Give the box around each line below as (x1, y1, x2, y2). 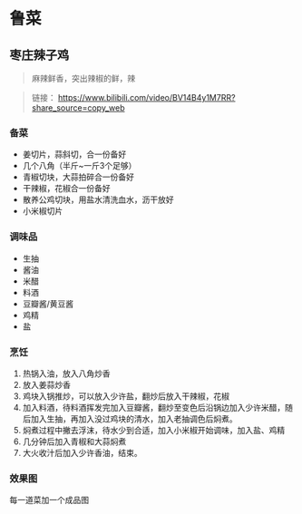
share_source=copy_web (31, 102, 125, 113)
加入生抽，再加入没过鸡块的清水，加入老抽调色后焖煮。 (30, 413, 238, 424)
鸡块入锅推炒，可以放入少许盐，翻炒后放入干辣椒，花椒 (22, 391, 229, 402)
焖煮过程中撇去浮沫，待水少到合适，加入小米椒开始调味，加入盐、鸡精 (22, 424, 286, 435)
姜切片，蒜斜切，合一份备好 (22, 149, 127, 160)
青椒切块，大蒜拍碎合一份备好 (22, 171, 134, 182)
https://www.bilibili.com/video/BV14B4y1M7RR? (57, 92, 236, 102)
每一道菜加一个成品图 (9, 495, 89, 506)
